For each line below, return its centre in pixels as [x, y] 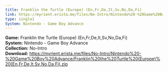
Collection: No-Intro [26, 48]
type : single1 [20, 19]
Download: [17, 54]
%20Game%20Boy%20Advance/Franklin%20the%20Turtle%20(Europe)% [83, 59]
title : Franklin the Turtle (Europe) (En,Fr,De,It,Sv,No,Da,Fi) [73, 10]
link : [11, 14]
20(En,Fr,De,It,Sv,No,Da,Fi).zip [37, 64]
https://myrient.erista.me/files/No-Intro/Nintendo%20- [85, 54]
